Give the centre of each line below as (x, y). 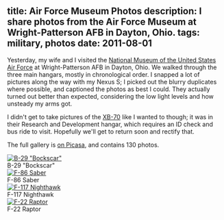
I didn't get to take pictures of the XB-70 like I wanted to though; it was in (110, 117)
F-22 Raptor (24, 209)
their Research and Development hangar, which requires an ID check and (110, 124)
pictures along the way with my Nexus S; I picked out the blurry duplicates (112, 82)
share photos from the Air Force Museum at (102, 22)
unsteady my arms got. (40, 103)
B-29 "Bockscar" (31, 165)
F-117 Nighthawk (30, 194)
